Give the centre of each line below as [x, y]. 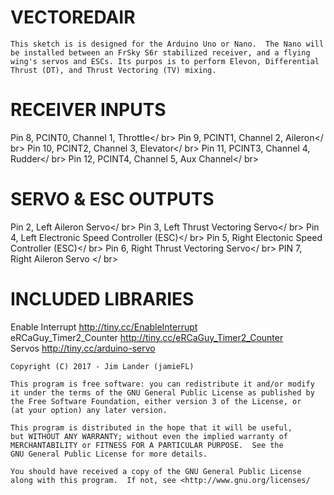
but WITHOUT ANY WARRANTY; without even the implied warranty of [149, 436]
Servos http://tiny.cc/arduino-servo [83, 348]
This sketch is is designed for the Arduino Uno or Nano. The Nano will [167, 44]
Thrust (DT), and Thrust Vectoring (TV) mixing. [113, 70]
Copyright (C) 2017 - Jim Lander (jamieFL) [102, 366]
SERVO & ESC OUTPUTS [112, 199]
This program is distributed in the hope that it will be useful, [151, 427]
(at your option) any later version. [89, 410]
